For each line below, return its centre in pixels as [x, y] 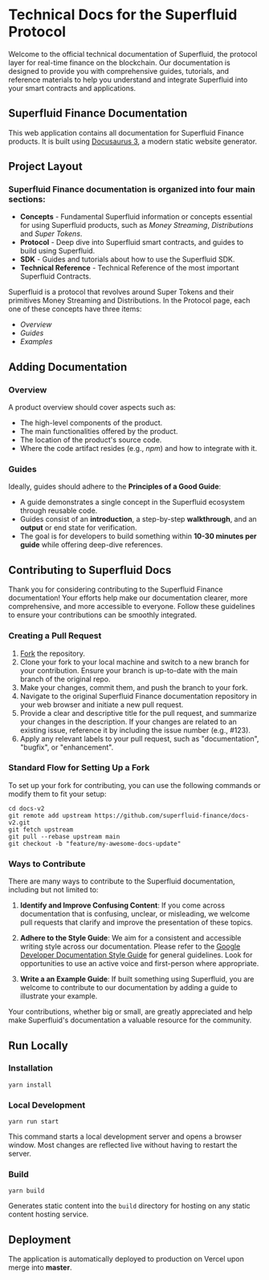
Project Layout [45, 167]
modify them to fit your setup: [57, 794]
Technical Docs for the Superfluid [123, 15]
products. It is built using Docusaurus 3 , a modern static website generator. [133, 141]
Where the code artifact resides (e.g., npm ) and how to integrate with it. [139, 449]
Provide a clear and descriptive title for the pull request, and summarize [138, 713]
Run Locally [38, 1045]
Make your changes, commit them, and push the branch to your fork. [134, 687]
